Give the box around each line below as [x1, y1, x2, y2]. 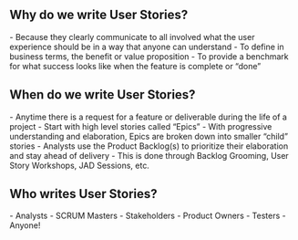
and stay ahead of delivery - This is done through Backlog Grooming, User [9, 150, 289, 161]
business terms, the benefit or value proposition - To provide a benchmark [9, 50, 289, 62]
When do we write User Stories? [9, 87, 196, 103]
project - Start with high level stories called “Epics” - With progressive [9, 120, 272, 131]
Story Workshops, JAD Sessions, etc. [9, 160, 150, 171]
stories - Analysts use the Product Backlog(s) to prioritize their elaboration [9, 141, 289, 151]
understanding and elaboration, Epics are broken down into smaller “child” [9, 130, 289, 141]
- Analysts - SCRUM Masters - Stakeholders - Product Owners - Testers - [9, 210, 286, 222]
